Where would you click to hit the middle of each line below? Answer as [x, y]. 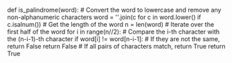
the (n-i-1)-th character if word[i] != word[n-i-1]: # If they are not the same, [114, 39]
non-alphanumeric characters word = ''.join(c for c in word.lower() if [104, 17]
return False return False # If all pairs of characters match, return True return [116, 46]
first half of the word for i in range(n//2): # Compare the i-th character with [114, 32]
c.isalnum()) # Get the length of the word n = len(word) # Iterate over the [111, 24]
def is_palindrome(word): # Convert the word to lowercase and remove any [114, 10]
